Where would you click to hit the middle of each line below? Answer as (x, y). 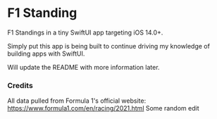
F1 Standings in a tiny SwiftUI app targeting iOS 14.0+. (85, 32)
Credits (20, 85)
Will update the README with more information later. (83, 67)
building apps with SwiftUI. (46, 54)
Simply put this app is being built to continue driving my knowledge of (108, 46)
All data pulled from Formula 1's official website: (77, 101)
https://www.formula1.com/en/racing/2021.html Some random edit (103, 108)
